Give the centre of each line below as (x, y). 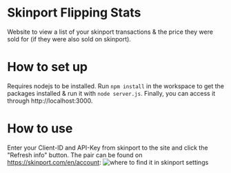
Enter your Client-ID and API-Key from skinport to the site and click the (108, 147)
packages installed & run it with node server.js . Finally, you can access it (111, 93)
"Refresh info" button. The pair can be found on (75, 155)
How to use (40, 129)
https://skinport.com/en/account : (54, 162)
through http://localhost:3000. (50, 101)
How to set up (48, 67)
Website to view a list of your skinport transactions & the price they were (110, 32)
